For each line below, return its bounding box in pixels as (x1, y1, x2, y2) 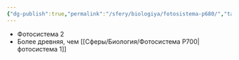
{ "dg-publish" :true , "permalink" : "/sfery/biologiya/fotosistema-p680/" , (6, 10, 224, 18)
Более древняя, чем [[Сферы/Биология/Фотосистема (16, 37, 181, 46)
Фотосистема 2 (16, 30, 65, 38)
